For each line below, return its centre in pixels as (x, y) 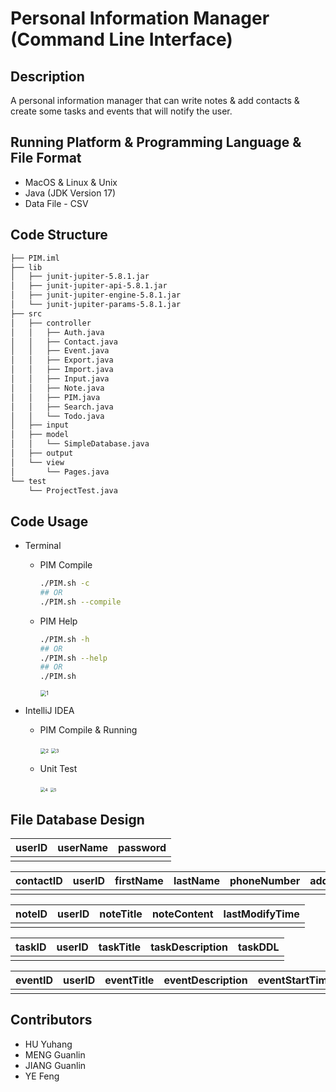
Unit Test (58, 769)
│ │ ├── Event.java (60, 351)
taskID (31, 947)
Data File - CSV (56, 203)
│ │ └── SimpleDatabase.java (80, 444)
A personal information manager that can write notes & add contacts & (155, 100)
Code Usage (49, 521)
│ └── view (37, 462)
